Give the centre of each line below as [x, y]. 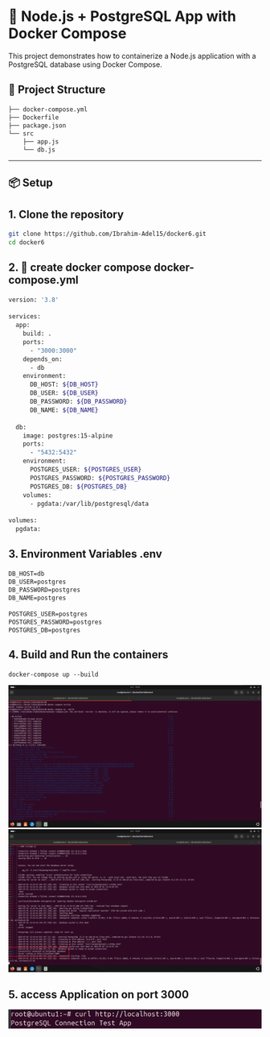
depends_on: [43, 359]
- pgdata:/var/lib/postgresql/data [89, 504]
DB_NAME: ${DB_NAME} [64, 410]
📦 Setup [31, 183]
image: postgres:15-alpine [68, 436]
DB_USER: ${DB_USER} [64, 393]
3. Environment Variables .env [85, 554]
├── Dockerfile [34, 117]
